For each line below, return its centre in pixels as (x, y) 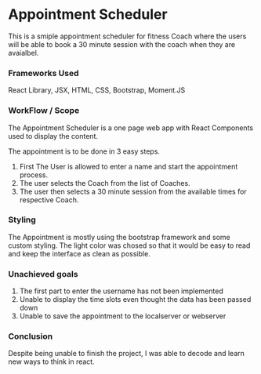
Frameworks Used (44, 73)
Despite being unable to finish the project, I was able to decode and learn (127, 354)
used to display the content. (53, 136)
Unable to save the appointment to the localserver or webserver (123, 316)
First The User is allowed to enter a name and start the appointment (129, 166)
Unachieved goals (43, 274)
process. (34, 175)
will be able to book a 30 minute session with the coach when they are (122, 44)
